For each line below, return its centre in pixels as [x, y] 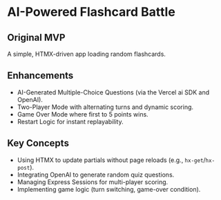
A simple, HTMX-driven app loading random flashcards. [86, 54]
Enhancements [40, 76]
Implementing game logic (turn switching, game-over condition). [109, 189]
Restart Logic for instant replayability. [70, 121]
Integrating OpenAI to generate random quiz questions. [96, 174]
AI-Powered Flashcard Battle [92, 12]
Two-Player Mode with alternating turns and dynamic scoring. [105, 107]
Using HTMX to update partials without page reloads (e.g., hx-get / [111, 160]
